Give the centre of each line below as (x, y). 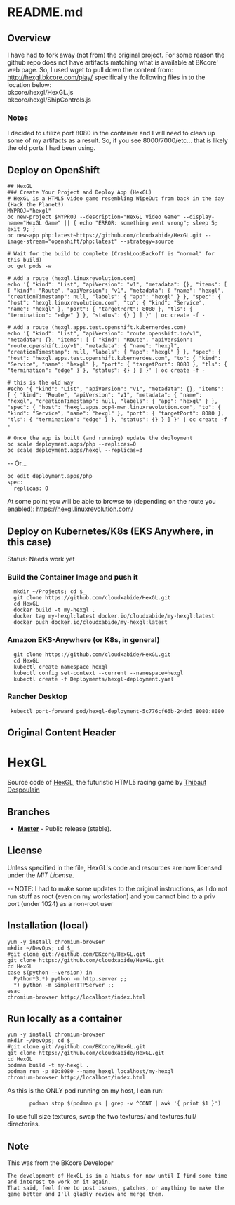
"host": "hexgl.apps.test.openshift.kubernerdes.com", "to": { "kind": (114, 359)
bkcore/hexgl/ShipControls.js (49, 100)
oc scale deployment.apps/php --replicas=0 (72, 444)
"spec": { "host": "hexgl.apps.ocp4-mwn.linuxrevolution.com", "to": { (114, 408)
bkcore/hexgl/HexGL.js (40, 92)
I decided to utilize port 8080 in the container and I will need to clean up (111, 133)
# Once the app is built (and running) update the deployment (100, 438)
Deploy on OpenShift (54, 170)
